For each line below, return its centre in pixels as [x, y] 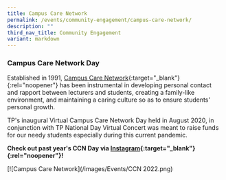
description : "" [30, 26]
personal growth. [31, 107]
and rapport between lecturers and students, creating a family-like [101, 93]
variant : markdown [33, 39]
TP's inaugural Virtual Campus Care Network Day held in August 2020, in [111, 120]
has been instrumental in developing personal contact [135, 85]
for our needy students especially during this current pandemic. [97, 135]
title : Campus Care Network [47, 13]
